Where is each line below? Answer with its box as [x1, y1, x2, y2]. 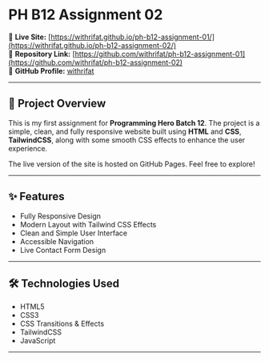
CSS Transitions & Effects [19, 319, 105, 329]
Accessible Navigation [19, 236, 94, 246]
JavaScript [19, 336, 56, 346]
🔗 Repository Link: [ [8, 49, 76, 58]
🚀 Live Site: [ [8, 32, 51, 42]
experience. [8, 143, 48, 153]
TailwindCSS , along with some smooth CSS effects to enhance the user [8, 134, 246, 145]
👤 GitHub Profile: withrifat [8, 66, 94, 75]
